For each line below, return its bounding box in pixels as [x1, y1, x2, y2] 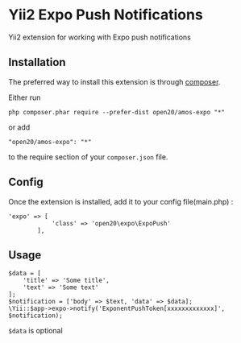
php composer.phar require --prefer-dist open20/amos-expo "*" [8, 108, 226, 116]
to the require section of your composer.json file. [8, 151, 168, 162]
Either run [8, 93, 41, 102]
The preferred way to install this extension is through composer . [8, 76, 221, 86]
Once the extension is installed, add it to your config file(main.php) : [8, 196, 234, 206]
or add [8, 122, 31, 132]
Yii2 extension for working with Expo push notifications [8, 32, 192, 42]
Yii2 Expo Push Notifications [8, 6, 203, 24]
